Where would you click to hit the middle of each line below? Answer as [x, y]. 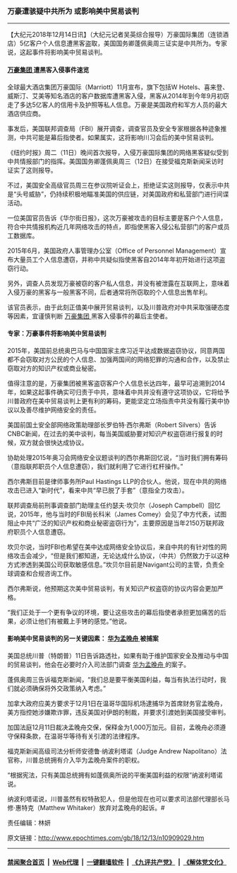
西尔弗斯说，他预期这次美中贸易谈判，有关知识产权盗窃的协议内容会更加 [112, 588]
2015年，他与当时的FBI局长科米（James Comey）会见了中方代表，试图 [123, 514]
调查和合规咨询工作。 [44, 573]
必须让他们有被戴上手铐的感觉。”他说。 [75, 621]
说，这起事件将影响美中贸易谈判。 [57, 52]
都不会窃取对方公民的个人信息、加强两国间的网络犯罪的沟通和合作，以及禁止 [119, 359]
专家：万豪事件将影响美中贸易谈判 [57, 333]
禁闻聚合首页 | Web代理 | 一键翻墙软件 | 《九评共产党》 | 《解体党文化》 [117, 862]
